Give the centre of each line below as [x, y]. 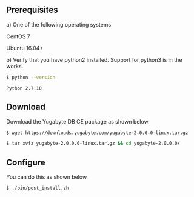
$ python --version [31, 77]
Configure [26, 162]
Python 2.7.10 [24, 88]
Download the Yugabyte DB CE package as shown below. [78, 121]
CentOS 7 [18, 36]
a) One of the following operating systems [59, 24]
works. [15, 66]
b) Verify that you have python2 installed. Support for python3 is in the [94, 59]
